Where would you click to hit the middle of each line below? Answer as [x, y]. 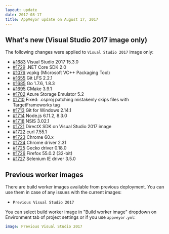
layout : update [21, 10]
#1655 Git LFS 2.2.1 [32, 78]
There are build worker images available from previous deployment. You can [85, 187]
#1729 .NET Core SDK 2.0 [39, 67]
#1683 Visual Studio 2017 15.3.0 [46, 62]
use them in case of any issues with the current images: [64, 192]
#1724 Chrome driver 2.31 [39, 143]
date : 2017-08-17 [24, 15]
